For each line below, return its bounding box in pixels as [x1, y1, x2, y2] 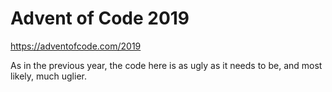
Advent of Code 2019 [10, 7, 190, 30]
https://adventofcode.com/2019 [10, 40, 142, 52]
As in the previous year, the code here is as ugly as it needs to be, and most [10, 59, 323, 71]
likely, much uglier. [10, 70, 87, 82]
